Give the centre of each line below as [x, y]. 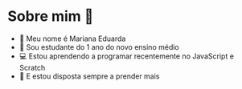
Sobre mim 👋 [51, 16]
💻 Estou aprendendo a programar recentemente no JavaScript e [127, 56]
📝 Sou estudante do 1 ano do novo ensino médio [99, 47]
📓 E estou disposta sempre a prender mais [89, 76]
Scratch [32, 67]
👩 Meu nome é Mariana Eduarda [72, 38]
